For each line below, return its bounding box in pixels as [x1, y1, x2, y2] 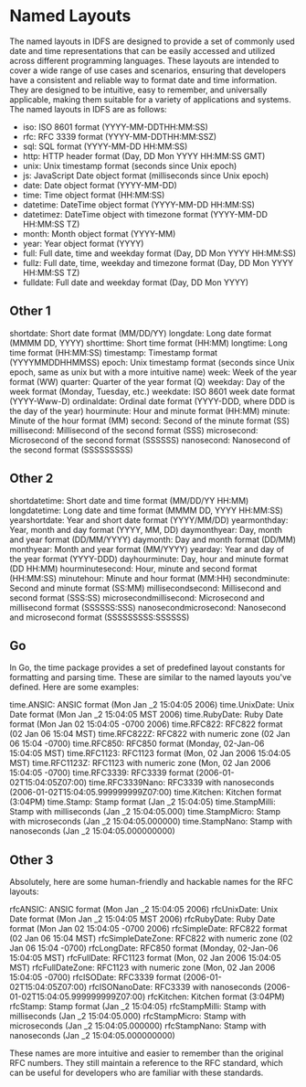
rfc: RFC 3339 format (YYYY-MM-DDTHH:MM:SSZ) [22, 131, 217, 142]
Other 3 [9, 852, 54, 868]
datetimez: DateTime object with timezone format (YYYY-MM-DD [22, 208, 268, 219]
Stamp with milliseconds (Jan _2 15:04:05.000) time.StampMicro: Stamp [9, 806, 281, 817]
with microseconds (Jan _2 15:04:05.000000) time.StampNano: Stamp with [9, 815, 293, 827]
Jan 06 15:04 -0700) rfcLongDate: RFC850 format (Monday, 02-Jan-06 [9, 943, 279, 954]
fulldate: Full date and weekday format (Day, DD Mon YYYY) [22, 276, 249, 288]
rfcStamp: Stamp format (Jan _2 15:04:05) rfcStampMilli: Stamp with [9, 1001, 267, 1012]
